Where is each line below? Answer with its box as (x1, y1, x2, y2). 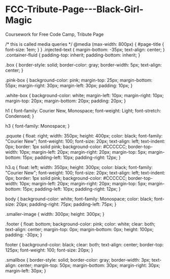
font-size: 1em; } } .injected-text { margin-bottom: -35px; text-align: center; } (5, 46, 165, 52)
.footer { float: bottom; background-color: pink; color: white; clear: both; (5, 220, 156, 227)
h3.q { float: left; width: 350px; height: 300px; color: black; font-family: (5, 164, 153, 170)
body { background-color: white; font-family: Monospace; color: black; (5, 196, 153, 202)
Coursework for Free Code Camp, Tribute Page (5, 31, 104, 37)
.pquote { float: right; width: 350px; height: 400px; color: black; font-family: (5, 132, 163, 138)
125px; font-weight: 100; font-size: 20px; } (5, 247, 93, 253)
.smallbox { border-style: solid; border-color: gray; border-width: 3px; (5, 257, 151, 263)
